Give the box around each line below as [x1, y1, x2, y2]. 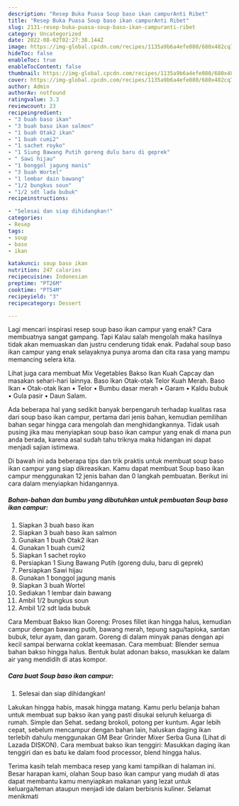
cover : [8, 76, 28, 84]
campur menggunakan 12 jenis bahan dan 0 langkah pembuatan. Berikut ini [8, 472, 228, 481]
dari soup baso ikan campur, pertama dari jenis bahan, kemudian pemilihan [8, 413, 228, 422]
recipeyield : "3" [8, 293, 60, 300]
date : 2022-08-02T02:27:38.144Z [8, 37, 104, 44]
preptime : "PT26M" [8, 280, 62, 287]
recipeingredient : [8, 109, 62, 116]
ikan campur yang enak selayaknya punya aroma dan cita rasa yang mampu [8, 348, 230, 357]
